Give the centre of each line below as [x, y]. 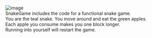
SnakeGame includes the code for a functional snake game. [68, 13]
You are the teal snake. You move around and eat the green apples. [76, 19]
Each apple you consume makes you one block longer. [63, 24]
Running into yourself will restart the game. [51, 30]
